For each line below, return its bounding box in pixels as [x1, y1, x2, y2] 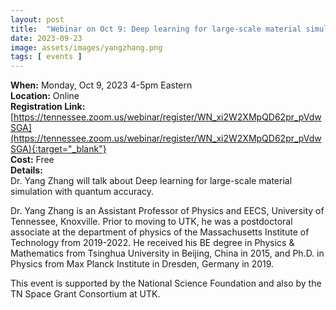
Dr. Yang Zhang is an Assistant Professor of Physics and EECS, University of [10, 205, 325, 217]
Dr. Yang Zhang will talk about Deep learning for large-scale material [10, 175, 293, 187]
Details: [10, 164, 43, 176]
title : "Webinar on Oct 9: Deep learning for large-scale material [10, 24, 302, 34]
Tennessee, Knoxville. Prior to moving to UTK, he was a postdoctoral [10, 216, 293, 228]
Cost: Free [10, 154, 55, 166]
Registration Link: [10, 101, 86, 113]
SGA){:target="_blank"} [10, 143, 107, 155]
